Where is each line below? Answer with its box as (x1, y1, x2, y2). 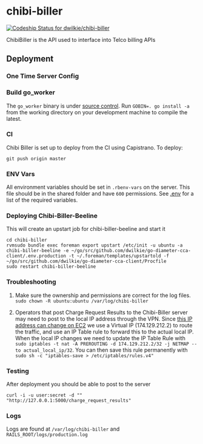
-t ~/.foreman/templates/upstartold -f (68, 253, 170, 259)
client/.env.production (6, 253, 67, 259)
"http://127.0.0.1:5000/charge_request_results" (6, 398, 131, 404)
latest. (6, 115, 22, 122)
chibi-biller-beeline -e (6, 248, 69, 254)
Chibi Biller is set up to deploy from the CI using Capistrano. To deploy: (6, 144, 183, 151)
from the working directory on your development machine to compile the (6, 108, 188, 116)
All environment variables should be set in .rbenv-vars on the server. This (6, 183, 190, 191)
